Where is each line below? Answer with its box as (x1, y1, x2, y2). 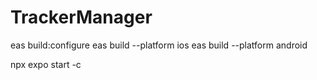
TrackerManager (10, 6, 153, 29)
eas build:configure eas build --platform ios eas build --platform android (10, 39, 308, 51)
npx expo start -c (10, 58, 82, 70)
